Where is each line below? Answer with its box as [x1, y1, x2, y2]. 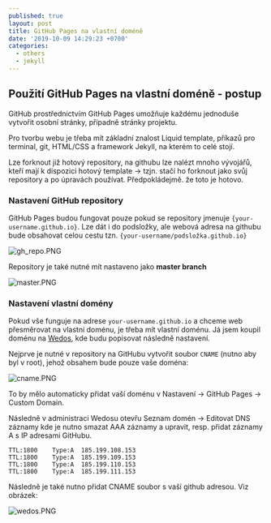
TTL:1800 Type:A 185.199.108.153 [8, 447, 136, 455]
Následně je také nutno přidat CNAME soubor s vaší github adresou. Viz [8, 482, 249, 491]
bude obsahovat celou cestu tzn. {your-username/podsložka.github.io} [8, 230, 247, 240]
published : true [8, 11, 63, 20]
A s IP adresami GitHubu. [8, 431, 92, 440]
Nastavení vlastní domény [8, 298, 114, 309]
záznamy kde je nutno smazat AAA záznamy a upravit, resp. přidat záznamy [8, 422, 264, 432]
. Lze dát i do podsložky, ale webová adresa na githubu [77, 221, 261, 231]
